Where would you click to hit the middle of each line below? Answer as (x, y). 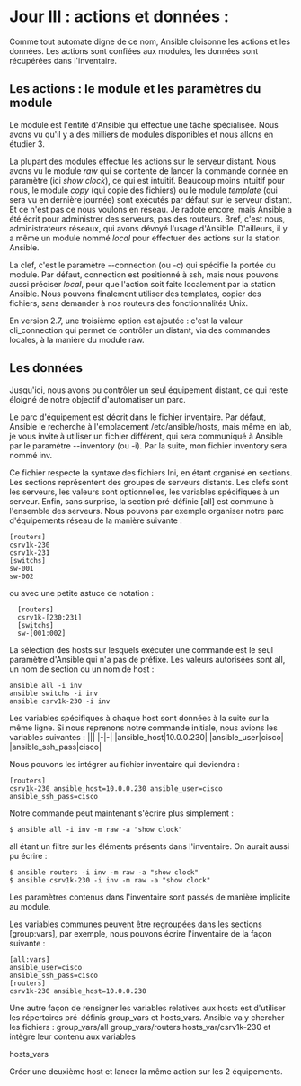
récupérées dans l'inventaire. (63, 60)
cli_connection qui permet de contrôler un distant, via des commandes (140, 330)
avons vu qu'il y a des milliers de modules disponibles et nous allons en (142, 134)
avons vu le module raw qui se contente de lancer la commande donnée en (149, 171)
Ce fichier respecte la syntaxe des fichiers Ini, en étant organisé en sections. (151, 472)
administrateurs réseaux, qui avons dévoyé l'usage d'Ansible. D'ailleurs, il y (148, 228)
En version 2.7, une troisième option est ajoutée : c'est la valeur (126, 321)
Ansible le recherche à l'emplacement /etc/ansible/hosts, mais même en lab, (150, 426)
